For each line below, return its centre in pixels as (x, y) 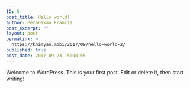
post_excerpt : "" (28, 28)
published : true (26, 50)
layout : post (22, 34)
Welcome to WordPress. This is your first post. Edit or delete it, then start (95, 72)
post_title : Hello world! (38, 17)
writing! (15, 79)
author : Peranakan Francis (39, 22)
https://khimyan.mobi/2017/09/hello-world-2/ (69, 45)
